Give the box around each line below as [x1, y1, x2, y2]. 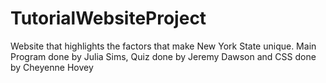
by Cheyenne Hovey [10, 61, 94, 73]
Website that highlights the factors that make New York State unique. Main [10, 40, 317, 52]
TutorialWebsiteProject [10, 7, 207, 30]
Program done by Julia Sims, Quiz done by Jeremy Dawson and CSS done [10, 50, 317, 62]
